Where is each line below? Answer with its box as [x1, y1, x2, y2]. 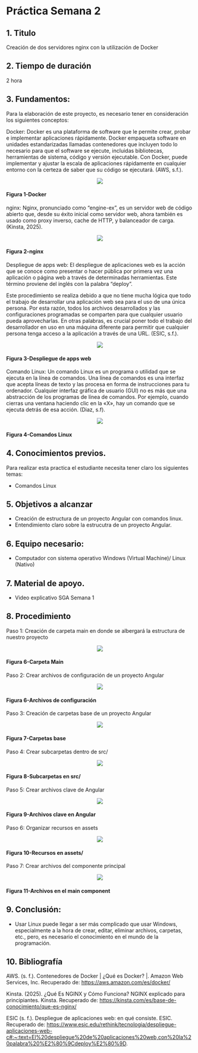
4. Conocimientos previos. [6, 448, 106, 458]
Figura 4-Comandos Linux [6, 431, 73, 438]
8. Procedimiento [6, 611, 71, 621]
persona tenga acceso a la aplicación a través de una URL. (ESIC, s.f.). [6, 330, 179, 337]
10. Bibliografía [6, 956, 63, 966]
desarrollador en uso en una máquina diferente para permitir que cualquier [6, 324, 189, 331]
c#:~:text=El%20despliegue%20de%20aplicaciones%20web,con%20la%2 [6, 1034, 192, 1041]
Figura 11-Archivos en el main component [6, 887, 111, 894]
